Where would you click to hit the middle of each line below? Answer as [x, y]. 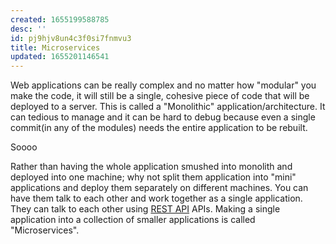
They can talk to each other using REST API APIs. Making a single [145, 209]
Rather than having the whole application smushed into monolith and [151, 167]
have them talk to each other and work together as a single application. [156, 198]
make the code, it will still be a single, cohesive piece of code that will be [160, 96]
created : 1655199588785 [60, 19]
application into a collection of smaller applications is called [133, 220]
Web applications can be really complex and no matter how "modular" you [163, 85]
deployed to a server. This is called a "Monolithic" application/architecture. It [168, 107]
